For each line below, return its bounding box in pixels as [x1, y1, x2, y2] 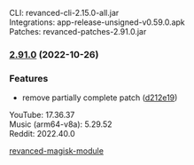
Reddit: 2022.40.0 [9, 129, 75, 139]
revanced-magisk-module [9, 145, 105, 156]
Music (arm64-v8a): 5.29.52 [9, 119, 113, 130]
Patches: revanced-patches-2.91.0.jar [9, 27, 147, 36]
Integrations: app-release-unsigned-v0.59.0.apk [9, 17, 186, 27]
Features [9, 72, 49, 84]
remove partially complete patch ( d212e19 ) [21, 92, 178, 103]
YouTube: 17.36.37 [9, 110, 75, 121]
